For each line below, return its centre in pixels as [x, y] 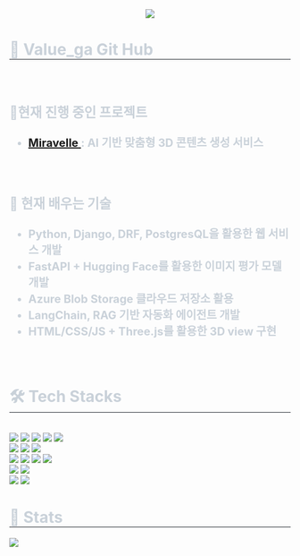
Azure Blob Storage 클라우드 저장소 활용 [131, 299]
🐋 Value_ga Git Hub [81, 50]
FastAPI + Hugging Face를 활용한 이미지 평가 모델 [155, 267]
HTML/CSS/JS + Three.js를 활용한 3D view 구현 [152, 332]
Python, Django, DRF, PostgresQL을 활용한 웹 [147, 235]
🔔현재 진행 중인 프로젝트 [79, 112]
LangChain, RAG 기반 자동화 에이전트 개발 [134, 316]
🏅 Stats [36, 518]
